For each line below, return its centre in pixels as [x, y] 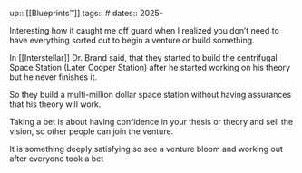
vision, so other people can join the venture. [92, 131]
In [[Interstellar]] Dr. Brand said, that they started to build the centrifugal [144, 58]
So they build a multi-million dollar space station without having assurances [151, 95]
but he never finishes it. [54, 77]
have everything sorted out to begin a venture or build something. [132, 40]
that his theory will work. [55, 104]
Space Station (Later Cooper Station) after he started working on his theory [150, 67]
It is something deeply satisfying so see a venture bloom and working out [146, 149]
